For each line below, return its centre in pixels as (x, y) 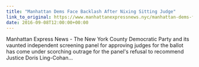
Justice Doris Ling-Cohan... (40, 58)
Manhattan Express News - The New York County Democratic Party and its (98, 39)
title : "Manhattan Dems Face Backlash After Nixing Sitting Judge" (91, 11)
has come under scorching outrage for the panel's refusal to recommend (95, 52)
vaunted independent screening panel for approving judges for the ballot (95, 45)
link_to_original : (29, 17)
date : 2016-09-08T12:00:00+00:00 (47, 22)
